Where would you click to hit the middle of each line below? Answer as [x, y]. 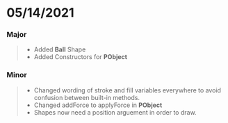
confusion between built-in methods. [87, 97]
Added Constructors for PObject [81, 57]
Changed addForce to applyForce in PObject [98, 105]
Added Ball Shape [60, 49]
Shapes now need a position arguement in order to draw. [115, 112]
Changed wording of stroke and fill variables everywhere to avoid [128, 90]
